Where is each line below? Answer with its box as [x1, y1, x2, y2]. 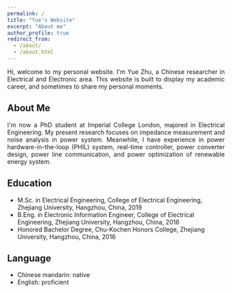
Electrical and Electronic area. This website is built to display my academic [7, 75, 225, 83]
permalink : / [7, 10, 45, 17]
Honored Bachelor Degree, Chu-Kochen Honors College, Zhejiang [17, 225, 205, 234]
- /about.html [13, 49, 54, 56]
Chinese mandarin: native [17, 271, 90, 279]
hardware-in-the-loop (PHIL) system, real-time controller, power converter [7, 142, 225, 151]
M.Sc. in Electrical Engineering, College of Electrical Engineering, [17, 196, 202, 204]
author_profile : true [7, 29, 70, 37]
